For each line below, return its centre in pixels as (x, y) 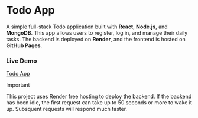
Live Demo (22, 61)
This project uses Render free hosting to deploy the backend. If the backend (99, 96)
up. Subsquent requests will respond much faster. (67, 109)
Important (18, 85)
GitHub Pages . (24, 45)
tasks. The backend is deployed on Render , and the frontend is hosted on (96, 39)
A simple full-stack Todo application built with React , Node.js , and (87, 27)
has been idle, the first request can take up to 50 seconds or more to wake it (99, 103)
